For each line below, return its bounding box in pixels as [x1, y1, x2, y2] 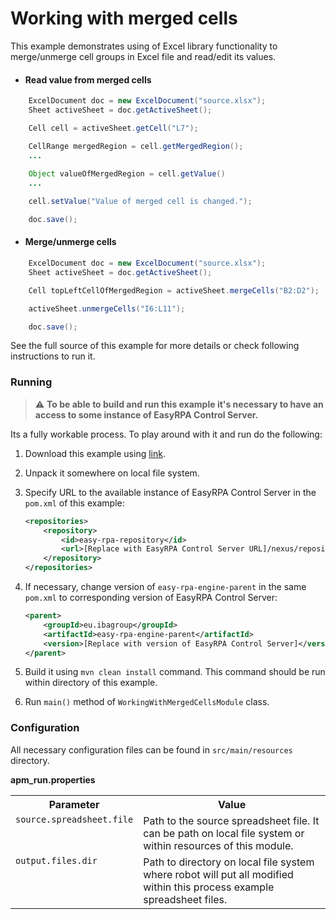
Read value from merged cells [24, 73, 152, 86]
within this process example [143, 880, 275, 894]
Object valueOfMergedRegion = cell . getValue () [28, 169, 226, 179]
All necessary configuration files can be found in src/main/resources [10, 743, 293, 756]
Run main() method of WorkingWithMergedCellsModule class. [24, 696, 270, 708]
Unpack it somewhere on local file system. [24, 467, 200, 479]
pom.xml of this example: [24, 497, 125, 509]
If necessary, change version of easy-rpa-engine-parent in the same [24, 581, 307, 593]
